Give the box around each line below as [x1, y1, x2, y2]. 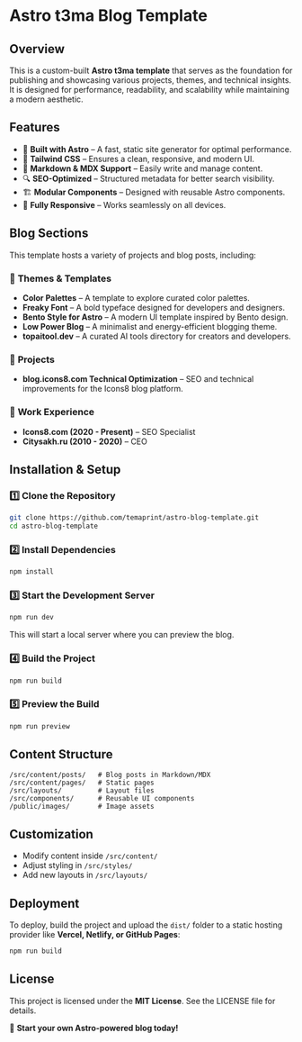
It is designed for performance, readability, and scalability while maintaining [9, 85, 289, 95]
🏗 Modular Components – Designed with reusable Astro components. [22, 186, 286, 197]
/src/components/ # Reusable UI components [9, 794, 195, 803]
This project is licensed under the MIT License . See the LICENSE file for [9, 995, 276, 1006]
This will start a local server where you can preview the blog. [9, 630, 235, 640]
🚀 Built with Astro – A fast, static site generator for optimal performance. [22, 143, 292, 154]
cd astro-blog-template [9, 521, 99, 531]
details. [9, 1005, 37, 1016]
